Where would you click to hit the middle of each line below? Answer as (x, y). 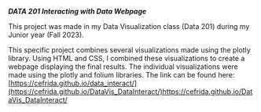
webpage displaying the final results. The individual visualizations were (123, 67)
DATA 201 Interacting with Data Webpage (77, 11)
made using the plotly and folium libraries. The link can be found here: (121, 75)
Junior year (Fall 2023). (46, 35)
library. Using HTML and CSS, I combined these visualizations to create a (127, 58)
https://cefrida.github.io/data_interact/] (74, 83)
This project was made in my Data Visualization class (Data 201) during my (129, 26)
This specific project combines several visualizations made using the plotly (130, 50)
